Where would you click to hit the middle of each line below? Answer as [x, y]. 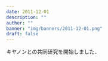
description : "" [26, 17]
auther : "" [20, 23]
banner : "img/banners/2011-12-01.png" [54, 28]
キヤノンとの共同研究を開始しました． [53, 52]
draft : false [22, 34]
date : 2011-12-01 [28, 12]
